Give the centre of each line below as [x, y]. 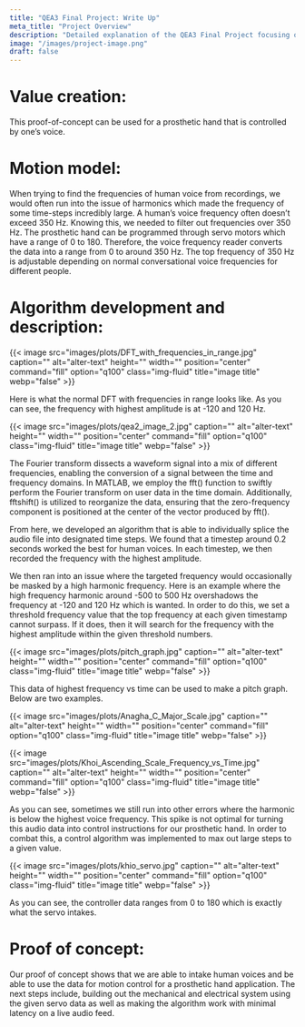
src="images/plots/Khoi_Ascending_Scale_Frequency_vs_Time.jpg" [135, 762]
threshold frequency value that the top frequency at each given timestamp [148, 615]
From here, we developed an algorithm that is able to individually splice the [149, 529]
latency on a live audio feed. [62, 1012]
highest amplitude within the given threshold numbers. [111, 634]
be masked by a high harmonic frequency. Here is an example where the [145, 585]
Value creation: [68, 97]
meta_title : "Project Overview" [70, 26]
